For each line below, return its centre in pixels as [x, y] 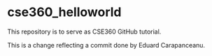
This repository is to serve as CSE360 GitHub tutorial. [84, 31]
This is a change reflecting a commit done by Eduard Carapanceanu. [106, 45]
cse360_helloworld [64, 12]
